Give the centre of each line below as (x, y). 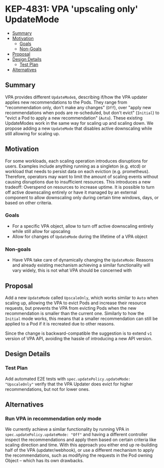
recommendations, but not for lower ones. (47, 389)
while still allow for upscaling (41, 231)
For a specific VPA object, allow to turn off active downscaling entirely (83, 226)
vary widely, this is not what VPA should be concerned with (72, 270)
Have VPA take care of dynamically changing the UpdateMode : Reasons (83, 260)
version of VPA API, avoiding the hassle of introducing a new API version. (79, 338)
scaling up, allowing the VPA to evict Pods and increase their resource (76, 303)
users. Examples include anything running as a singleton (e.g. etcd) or (76, 166)
